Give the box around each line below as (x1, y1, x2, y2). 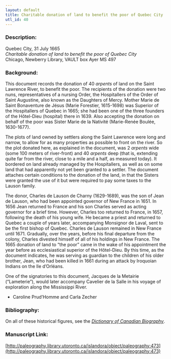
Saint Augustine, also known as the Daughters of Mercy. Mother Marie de (5, 97, 160, 103)
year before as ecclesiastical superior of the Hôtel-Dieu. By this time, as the (5, 247, 164, 253)
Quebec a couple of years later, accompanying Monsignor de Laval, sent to (5, 220, 163, 226)
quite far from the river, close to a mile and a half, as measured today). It (5, 155, 157, 161)
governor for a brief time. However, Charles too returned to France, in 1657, (5, 209, 163, 215)
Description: (5, 34, 37, 41)
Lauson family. (5, 182, 36, 189)
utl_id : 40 (5, 17, 29, 22)
